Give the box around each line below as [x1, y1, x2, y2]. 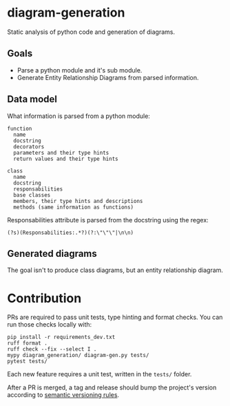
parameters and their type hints [13, 149, 109, 156]
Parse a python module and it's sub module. [17, 66, 143, 74]
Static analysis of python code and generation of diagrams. [7, 28, 176, 36]
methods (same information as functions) [13, 204, 134, 211]
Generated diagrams [7, 247, 98, 260]
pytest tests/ [7, 358, 48, 365]
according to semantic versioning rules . [7, 391, 119, 399]
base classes [13, 191, 51, 198]
